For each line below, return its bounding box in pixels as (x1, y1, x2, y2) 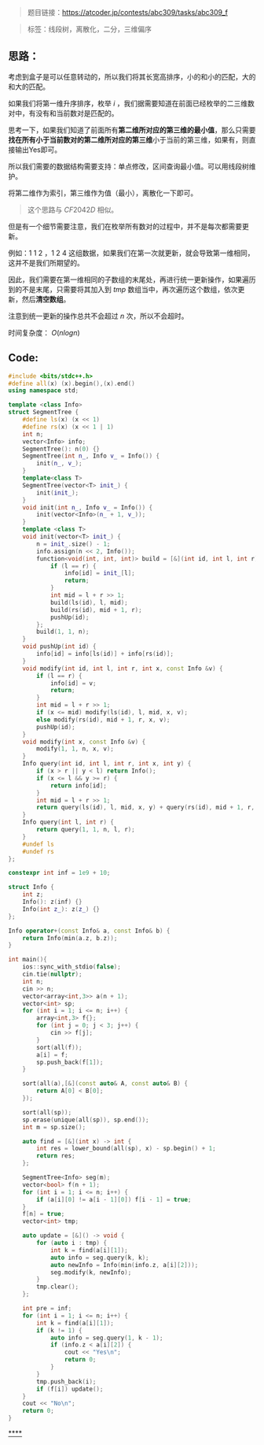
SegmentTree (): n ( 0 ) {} (22, 445, 101, 453)
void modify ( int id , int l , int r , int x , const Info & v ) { (22, 665, 223, 672)
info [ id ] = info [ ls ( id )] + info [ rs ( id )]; (36, 650, 174, 658)
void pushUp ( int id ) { (22, 643, 97, 650)
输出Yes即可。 (14, 145, 61, 154)
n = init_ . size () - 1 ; (36, 539, 111, 548)
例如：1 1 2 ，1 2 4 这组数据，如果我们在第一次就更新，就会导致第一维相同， (8, 248, 255, 258)
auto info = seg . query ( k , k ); (49, 1254, 149, 1262)
